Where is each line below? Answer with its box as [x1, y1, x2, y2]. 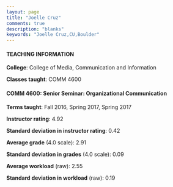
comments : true [6, 20, 45, 26]
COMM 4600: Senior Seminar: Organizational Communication [6, 90, 167, 97]
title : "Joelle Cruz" [6, 15, 62, 21]
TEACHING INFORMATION [6, 50, 75, 58]
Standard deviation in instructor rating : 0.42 [6, 127, 120, 134]
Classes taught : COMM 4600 [6, 76, 81, 83]
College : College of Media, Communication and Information [6, 64, 157, 71]
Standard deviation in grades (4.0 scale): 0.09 [6, 150, 124, 158]
